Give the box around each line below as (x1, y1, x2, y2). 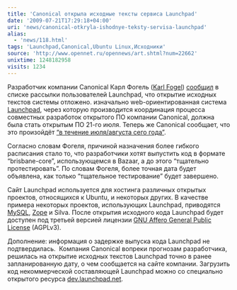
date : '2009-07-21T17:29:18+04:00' (7, 17, 112, 24)
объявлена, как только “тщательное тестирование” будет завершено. (7, 172, 219, 180)
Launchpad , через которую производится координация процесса (7, 105, 205, 113)
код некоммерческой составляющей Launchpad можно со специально (7, 267, 223, 275)
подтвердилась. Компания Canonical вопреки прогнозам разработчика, (7, 244, 228, 252)
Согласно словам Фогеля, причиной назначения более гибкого (7, 141, 200, 150)
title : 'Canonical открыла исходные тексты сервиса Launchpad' (7, 10, 198, 18)
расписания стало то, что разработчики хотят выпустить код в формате (7, 149, 226, 157)
